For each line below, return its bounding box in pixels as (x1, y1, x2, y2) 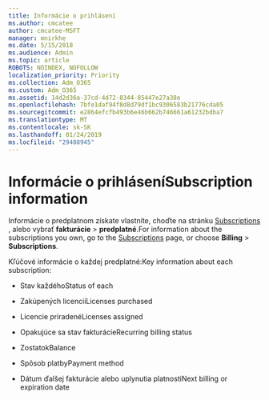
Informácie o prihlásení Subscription (8, 173, 253, 190)
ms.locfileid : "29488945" (8, 138, 94, 146)
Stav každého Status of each (19, 281, 114, 290)
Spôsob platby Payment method (19, 358, 124, 368)
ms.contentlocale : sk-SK (8, 123, 91, 131)
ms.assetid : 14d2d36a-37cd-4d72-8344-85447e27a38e (8, 94, 181, 102)
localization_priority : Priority (8, 71, 120, 79)
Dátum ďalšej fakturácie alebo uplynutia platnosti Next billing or (19, 374, 228, 384)
